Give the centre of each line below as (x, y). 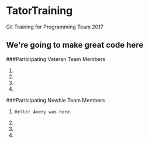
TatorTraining (39, 11)
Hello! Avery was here (42, 112)
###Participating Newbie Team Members (56, 100)
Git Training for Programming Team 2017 (55, 27)
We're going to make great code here (75, 45)
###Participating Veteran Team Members (56, 59)
